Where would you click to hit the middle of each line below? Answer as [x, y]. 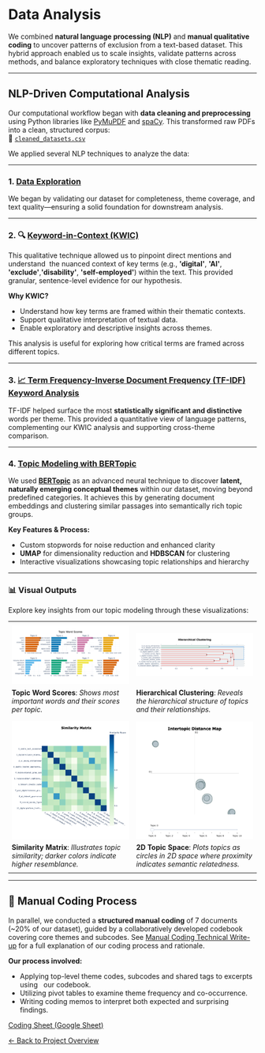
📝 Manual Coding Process [73, 902]
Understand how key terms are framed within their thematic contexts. [132, 311]
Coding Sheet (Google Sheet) [56, 1025]
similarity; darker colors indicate [64, 856]
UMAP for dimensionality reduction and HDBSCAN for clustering [125, 553]
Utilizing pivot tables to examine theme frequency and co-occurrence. [134, 993]
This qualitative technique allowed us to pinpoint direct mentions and [120, 255]
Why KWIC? [28, 296]
